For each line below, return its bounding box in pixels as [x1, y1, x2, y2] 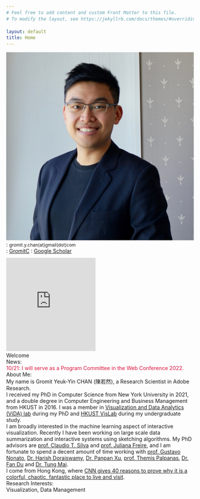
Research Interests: [6, 480, 54, 487]
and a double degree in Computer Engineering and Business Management [6, 398, 188, 405]
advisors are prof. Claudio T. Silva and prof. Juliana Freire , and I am [6, 442, 171, 449]
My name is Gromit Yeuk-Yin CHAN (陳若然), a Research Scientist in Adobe [6, 378, 189, 385]
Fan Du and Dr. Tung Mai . [6, 461, 68, 468]
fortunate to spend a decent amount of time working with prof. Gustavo [6, 448, 181, 455]
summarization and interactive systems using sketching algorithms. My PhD [6, 436, 192, 443]
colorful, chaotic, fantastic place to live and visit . [6, 473, 125, 480]
